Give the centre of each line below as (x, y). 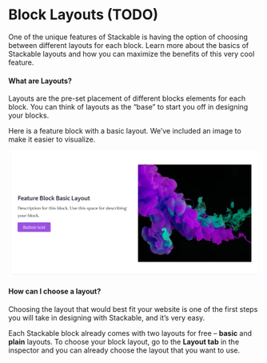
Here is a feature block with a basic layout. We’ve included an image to (125, 131)
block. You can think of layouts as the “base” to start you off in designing (128, 107)
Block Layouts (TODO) (83, 15)
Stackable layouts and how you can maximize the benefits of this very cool (132, 54)
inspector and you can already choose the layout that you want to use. (124, 350)
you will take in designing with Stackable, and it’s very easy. (107, 317)
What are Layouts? (40, 81)
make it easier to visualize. (52, 140)
